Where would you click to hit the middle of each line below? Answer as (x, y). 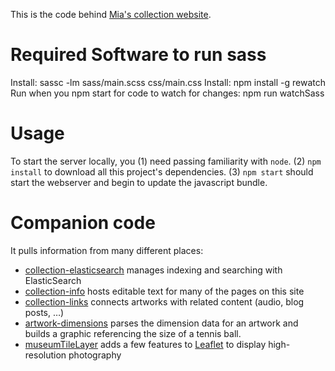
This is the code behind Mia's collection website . (111, 14)
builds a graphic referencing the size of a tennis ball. (133, 333)
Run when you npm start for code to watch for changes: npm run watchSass (167, 93)
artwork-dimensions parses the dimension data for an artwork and (161, 323)
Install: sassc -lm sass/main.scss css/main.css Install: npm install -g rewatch (168, 82)
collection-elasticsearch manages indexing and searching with (153, 270)
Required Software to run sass (138, 55)
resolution (45, 355)
